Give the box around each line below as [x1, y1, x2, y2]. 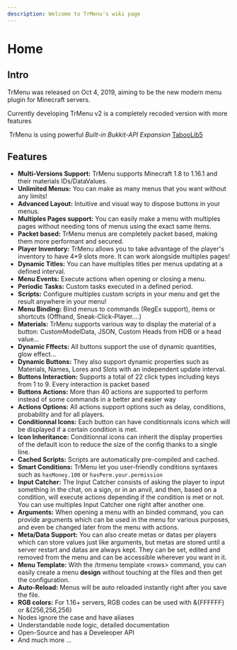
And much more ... [17, 636, 72, 644]
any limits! [17, 192, 47, 200]
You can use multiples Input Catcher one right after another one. [17, 501, 205, 509]
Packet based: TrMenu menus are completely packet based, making [17, 229, 218, 238]
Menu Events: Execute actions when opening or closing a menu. [17, 275, 207, 283]
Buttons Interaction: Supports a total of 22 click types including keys [17, 372, 220, 381]
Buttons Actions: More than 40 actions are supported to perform [17, 387, 208, 397]
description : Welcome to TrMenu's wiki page [7, 10, 141, 18]
